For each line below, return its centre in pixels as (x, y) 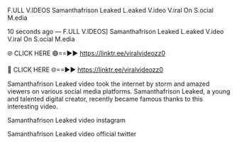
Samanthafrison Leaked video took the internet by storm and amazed (109, 84)
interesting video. (33, 106)
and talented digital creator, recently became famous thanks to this (105, 99)
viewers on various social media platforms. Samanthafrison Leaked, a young (119, 91)
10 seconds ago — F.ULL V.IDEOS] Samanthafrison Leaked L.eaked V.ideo (116, 32)
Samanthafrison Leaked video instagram (66, 120)
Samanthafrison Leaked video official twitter (72, 134)
